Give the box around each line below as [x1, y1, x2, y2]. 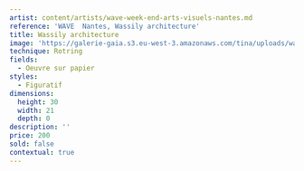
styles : [9, 72, 39, 81]
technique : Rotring [9, 47, 83, 56]
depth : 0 [17, 114, 51, 123]
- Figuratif [17, 81, 63, 90]
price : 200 [9, 131, 51, 140]
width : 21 [17, 106, 54, 115]
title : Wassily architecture [9, 30, 119, 39]
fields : [9, 55, 39, 64]
